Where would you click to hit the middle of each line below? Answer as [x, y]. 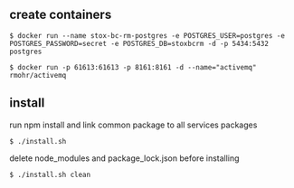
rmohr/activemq [38, 75]
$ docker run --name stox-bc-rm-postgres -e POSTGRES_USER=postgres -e [147, 35]
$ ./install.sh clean [50, 174]
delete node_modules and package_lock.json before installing [124, 158]
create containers [61, 15]
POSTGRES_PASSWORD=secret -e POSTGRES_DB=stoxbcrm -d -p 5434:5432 [139, 43]
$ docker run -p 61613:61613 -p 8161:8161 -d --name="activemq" [133, 67]
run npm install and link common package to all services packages [133, 125]
